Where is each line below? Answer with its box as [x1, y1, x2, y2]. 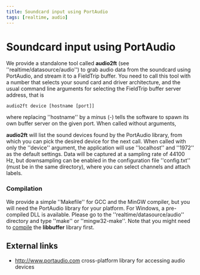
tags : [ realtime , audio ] [6, 14, 68, 20]
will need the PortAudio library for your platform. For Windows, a [6, 204, 165, 212]
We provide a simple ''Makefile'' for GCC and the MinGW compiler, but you [6, 198, 190, 205]
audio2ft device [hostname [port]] [6, 103, 95, 109]
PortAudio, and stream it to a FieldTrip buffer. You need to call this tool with [6, 72, 191, 80]
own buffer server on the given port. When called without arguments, [6, 120, 177, 127]
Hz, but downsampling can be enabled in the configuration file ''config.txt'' [6, 157, 191, 164]
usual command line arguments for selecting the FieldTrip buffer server [6, 85, 181, 93]
